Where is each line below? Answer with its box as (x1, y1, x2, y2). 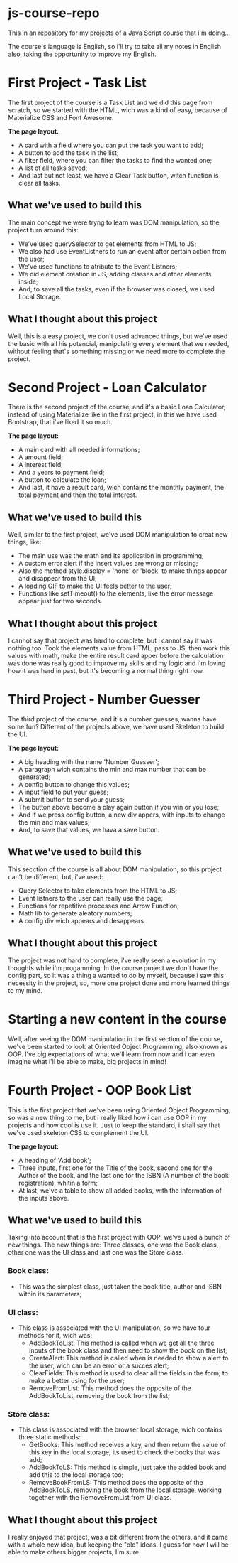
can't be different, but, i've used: (8, 872, 103, 881)
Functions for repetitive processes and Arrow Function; (18, 901, 180, 910)
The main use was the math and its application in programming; (18, 552, 204, 560)
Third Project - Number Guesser (8, 692, 200, 708)
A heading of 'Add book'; (18, 1156, 91, 1164)
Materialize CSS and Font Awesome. (8, 113, 114, 122)
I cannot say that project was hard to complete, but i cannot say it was (8, 636, 213, 645)
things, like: (8, 538, 42, 547)
